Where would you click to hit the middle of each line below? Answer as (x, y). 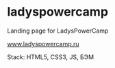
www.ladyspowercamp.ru (43, 44)
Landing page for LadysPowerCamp (58, 31)
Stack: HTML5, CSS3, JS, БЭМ (51, 57)
